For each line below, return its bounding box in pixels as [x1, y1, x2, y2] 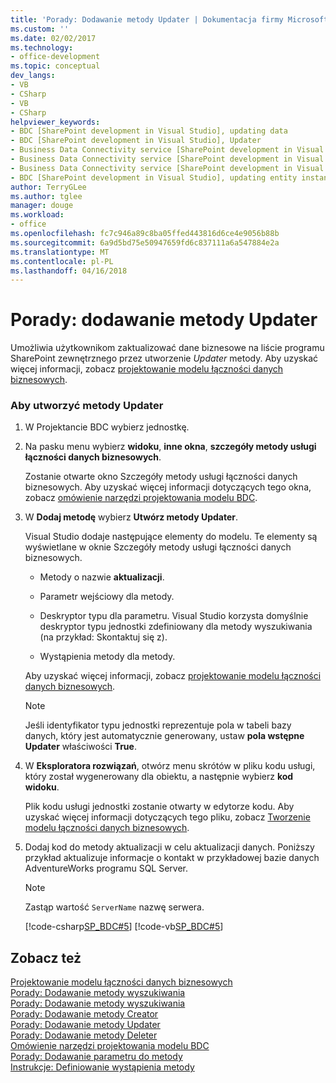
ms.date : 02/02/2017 [10, 33, 97, 43]
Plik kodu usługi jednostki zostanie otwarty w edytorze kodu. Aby [24, 801, 295, 813]
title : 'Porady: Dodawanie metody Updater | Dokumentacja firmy [10, 14, 284, 25]
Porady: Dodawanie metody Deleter [10, 1029, 158, 1041]
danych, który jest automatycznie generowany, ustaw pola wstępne [24, 730, 305, 742]
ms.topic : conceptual [10, 61, 101, 71]
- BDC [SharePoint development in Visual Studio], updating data [10, 126, 288, 136]
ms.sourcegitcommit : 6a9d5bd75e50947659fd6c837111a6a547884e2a [10, 237, 280, 248]
